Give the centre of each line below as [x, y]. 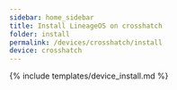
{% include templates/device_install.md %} [89, 76]
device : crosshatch [46, 51]
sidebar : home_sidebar [52, 17]
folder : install [40, 34]
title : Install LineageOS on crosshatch [86, 26]
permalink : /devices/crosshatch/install [86, 42]
